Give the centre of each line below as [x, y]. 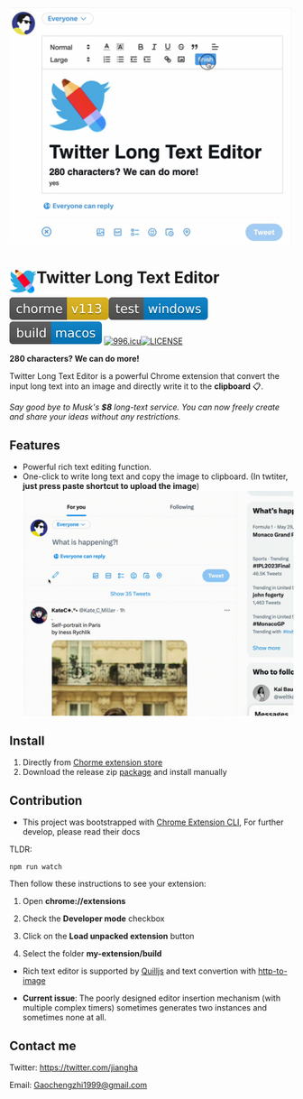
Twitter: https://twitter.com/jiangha [73, 1067]
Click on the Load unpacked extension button [108, 937]
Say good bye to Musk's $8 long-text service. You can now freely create [145, 407]
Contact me [43, 1045]
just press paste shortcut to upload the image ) [111, 486]
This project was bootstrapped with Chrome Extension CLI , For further [153, 822]
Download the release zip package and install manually [124, 772]
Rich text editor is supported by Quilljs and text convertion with [139, 971]
